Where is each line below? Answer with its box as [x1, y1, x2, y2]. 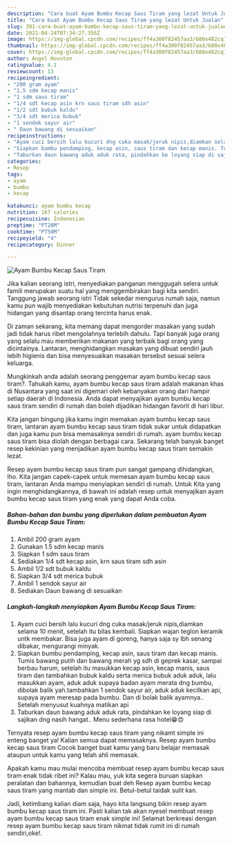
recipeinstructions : [7, 132, 67, 139]
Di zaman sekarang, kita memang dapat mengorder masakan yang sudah [7, 322, 215, 330]
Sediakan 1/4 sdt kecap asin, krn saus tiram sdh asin [17, 557, 167, 565]
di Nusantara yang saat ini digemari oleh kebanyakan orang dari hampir [7, 387, 211, 395]
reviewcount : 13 [7, 68, 54, 75]
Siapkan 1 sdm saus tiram [17, 550, 90, 559]
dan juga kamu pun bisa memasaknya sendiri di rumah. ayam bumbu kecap [7, 430, 222, 438]
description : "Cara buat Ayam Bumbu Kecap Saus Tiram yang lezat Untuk [7, 10, 217, 17]
